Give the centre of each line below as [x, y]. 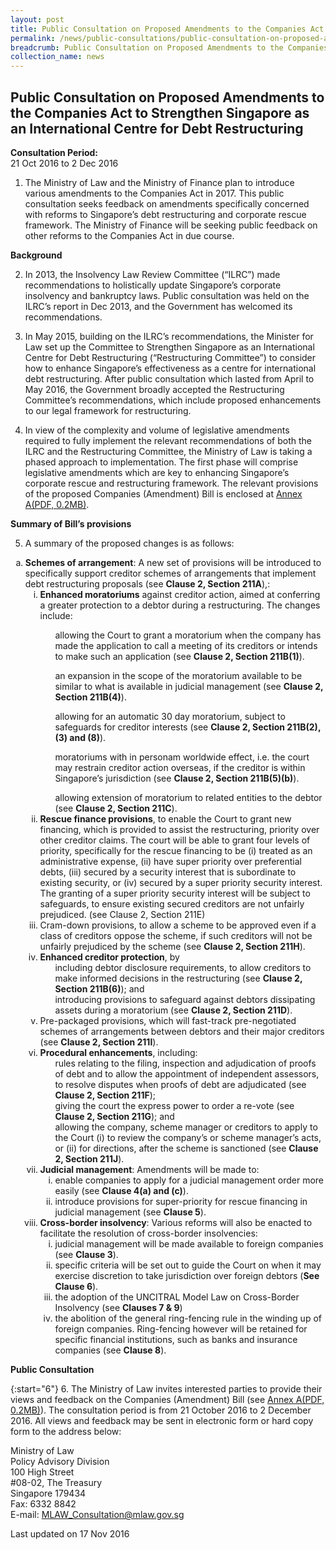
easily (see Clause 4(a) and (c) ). [121, 1190]
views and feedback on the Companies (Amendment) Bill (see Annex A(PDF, [167, 1399]
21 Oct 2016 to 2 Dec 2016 [64, 163]
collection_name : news [57, 57]
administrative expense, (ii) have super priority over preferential [171, 861]
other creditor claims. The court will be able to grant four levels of [175, 840]
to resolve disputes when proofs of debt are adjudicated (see [180, 1084]
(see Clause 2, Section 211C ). [116, 808]
